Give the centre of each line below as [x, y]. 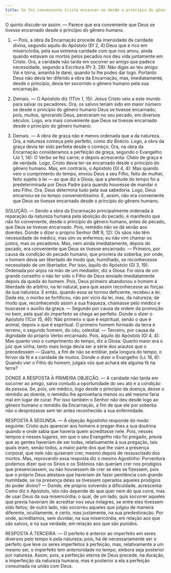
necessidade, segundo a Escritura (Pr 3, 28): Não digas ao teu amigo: [85, 67]
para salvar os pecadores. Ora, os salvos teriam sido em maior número [87, 104]
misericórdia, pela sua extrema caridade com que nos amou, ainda [82, 51]
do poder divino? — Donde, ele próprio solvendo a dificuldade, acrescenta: [84, 485]
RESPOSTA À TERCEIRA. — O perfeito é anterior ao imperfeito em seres [81, 533]
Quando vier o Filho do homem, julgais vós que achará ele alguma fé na [80, 363]
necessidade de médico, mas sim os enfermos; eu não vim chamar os [79, 237]
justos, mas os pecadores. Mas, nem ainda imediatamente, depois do [78, 243]
